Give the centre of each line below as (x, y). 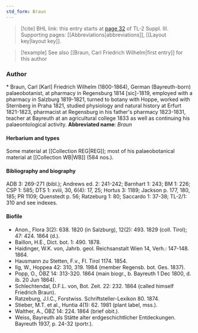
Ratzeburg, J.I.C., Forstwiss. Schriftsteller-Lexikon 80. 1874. (87, 298)
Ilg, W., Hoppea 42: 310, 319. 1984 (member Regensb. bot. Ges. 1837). (100, 267)
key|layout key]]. (41, 41)
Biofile (14, 216)
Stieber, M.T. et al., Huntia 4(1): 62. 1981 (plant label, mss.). (86, 305)
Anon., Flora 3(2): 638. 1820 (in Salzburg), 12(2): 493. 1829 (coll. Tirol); (101, 229)
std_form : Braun (26, 12)
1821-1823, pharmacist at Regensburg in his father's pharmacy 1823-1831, (96, 112)
